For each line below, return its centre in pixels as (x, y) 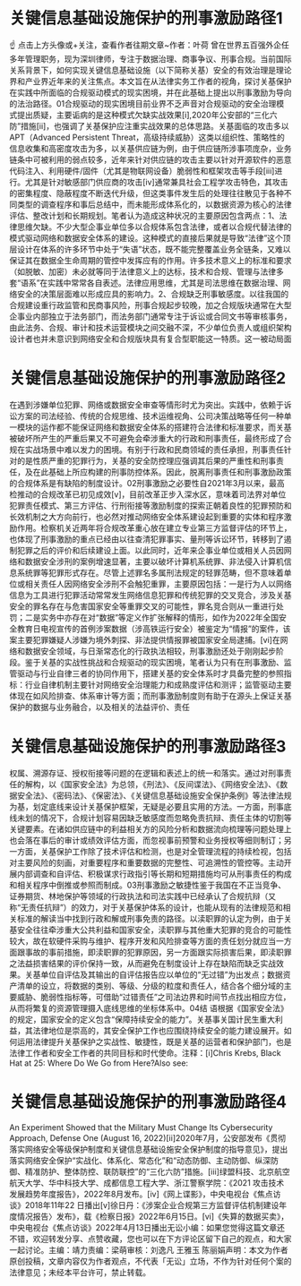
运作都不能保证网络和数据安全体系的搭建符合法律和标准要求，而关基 (166, 427)
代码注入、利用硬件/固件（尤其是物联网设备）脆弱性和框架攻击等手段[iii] (142, 170)
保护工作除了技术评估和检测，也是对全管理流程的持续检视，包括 (174, 851)
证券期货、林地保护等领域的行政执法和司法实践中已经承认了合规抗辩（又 (142, 896)
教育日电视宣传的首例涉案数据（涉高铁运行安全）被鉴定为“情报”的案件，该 (154, 629)
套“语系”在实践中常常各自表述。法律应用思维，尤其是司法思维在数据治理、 (146, 282)
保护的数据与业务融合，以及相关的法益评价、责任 (99, 707)
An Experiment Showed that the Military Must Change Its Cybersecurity (141, 1127)
